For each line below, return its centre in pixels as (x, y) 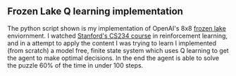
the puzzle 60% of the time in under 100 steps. (75, 65)
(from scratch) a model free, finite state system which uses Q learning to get (118, 50)
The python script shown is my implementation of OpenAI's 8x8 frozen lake (117, 28)
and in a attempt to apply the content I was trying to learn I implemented (112, 43)
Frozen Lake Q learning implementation (95, 12)
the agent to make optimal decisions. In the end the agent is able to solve (113, 58)
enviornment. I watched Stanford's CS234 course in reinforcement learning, (117, 36)
